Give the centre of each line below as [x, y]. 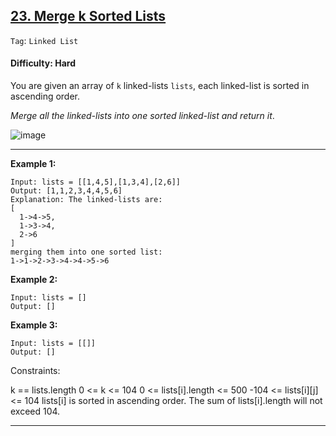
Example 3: [34, 325]
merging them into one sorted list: [86, 252]
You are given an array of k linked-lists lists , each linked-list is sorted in [160, 86]
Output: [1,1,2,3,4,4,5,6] [66, 191]
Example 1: [33, 164]
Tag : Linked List [44, 40]
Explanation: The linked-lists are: [86, 200]
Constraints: [35, 371]
